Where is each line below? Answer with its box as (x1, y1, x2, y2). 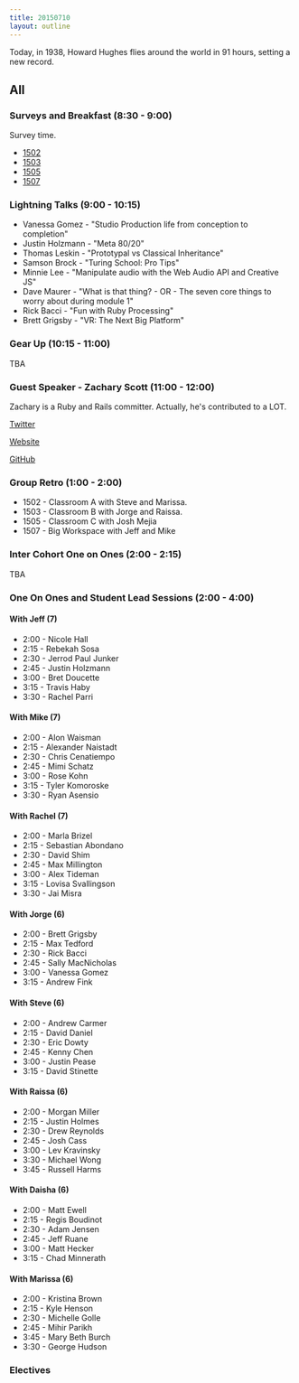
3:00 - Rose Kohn (22, 771, 89, 781)
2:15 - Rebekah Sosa (22, 643, 99, 654)
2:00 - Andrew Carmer (22, 1017, 107, 1028)
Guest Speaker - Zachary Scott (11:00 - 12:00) (9, 380, 215, 393)
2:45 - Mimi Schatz (22, 761, 95, 771)
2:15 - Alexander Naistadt (22, 742, 117, 752)
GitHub (9, 453, 36, 465)
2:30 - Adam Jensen (22, 1224, 99, 1235)
